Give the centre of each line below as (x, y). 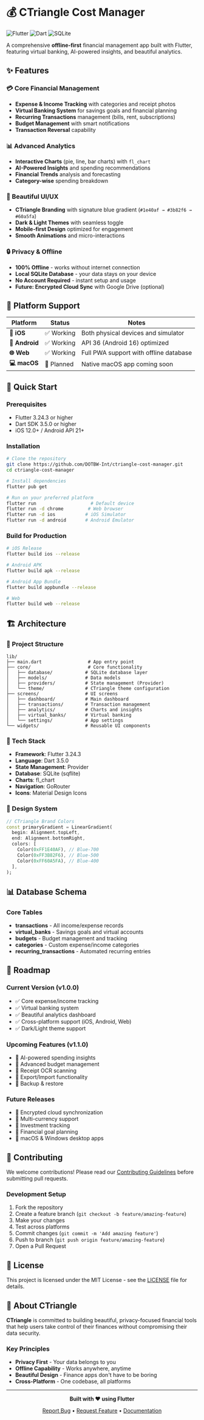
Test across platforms (42, 1227)
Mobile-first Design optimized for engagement (74, 229)
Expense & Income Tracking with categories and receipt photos (95, 104)
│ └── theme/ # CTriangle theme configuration (88, 689)
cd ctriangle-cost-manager (40, 470)
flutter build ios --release (43, 554)
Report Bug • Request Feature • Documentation (102, 1411)
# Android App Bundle (34, 582)
